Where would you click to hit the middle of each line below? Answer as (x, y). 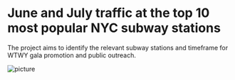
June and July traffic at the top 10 (109, 13)
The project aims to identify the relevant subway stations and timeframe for (118, 47)
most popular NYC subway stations (114, 28)
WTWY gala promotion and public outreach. (72, 55)
